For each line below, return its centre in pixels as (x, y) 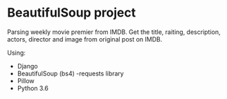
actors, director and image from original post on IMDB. (85, 39)
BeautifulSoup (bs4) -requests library (71, 73)
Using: (17, 53)
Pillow (26, 80)
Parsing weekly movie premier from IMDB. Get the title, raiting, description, (114, 32)
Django (27, 66)
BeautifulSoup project (72, 13)
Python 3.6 (33, 88)
